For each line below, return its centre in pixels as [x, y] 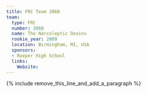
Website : [28, 67]
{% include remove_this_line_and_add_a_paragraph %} [74, 84]
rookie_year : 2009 [35, 39]
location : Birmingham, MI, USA [50, 45]
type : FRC [24, 23]
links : [20, 61]
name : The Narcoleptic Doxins [49, 34]
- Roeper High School [39, 56]
